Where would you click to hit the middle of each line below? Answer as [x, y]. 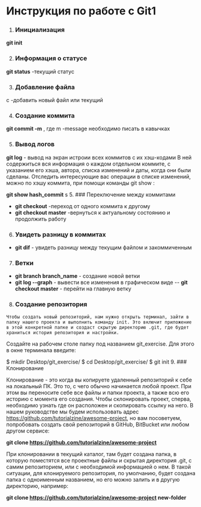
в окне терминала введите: [41, 350]
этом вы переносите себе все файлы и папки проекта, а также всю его [98, 392]
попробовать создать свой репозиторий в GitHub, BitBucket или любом [98, 424]
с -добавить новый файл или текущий [55, 100]
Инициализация [40, 30]
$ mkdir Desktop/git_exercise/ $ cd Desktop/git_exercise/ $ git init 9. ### [97, 362]
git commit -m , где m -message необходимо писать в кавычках [88, 129]
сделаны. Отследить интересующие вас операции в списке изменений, [98, 176]
